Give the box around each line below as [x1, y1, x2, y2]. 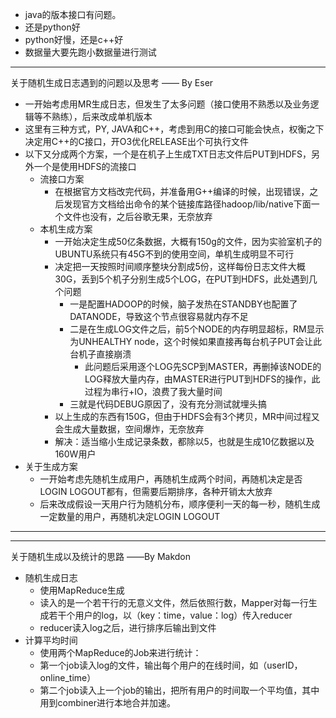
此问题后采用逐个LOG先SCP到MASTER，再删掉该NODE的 [84, 361, 322, 372]
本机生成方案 [39, 223, 93, 235]
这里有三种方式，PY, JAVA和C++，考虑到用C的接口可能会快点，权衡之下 [24, 123, 325, 135]
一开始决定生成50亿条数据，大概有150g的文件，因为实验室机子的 [54, 236, 322, 247]
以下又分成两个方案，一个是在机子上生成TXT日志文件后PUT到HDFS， [24, 148, 312, 160]
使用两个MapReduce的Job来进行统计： [39, 647, 202, 658]
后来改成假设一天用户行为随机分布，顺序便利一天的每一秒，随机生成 [39, 498, 321, 510]
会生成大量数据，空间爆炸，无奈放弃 [54, 423, 205, 435]
